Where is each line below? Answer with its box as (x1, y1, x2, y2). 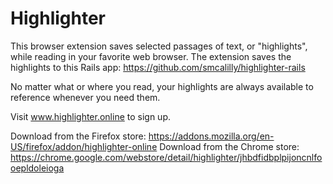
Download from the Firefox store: (10, 130, 147, 142)
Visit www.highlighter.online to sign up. (10, 110, 171, 122)
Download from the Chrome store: (159, 140, 300, 152)
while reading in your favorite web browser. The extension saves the (10, 50, 292, 62)
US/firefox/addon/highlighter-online (10, 140, 158, 152)
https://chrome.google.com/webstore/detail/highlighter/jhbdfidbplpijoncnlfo (10, 151, 323, 163)
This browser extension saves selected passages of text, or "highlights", (10, 40, 308, 52)
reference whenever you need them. (10, 91, 161, 103)
